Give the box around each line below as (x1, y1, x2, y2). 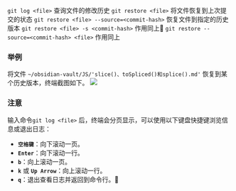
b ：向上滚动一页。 (17, 157, 71, 165)
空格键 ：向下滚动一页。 (17, 139, 84, 148)
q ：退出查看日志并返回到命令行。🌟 (17, 175, 119, 183)
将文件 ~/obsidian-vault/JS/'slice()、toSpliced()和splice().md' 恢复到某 (7, 70, 227, 78)
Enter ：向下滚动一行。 (17, 148, 84, 157)
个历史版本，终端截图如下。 (7, 79, 89, 87)
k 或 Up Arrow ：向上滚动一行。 (17, 166, 107, 175)
